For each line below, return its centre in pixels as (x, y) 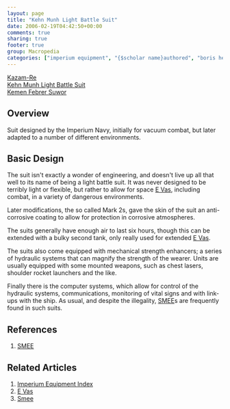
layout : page (26, 13)
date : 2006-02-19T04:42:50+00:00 (55, 26)
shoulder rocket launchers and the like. (62, 273)
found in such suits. (35, 308)
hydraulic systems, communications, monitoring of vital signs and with (106, 293)
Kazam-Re (22, 77)
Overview (28, 114)
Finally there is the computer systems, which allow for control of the (103, 286)
